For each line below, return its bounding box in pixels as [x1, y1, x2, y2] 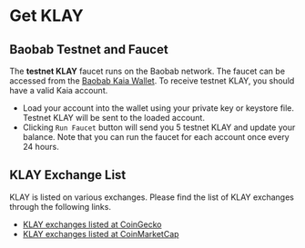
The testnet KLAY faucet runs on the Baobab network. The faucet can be [9, 65, 285, 76]
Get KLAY [9, 5, 84, 26]
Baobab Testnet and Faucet [9, 42, 168, 57]
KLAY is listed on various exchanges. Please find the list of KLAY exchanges [9, 192, 294, 203]
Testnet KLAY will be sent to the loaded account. [22, 113, 205, 123]
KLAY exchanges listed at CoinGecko [22, 219, 162, 230]
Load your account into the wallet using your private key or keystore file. [22, 103, 294, 114]
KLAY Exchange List [9, 167, 127, 183]
